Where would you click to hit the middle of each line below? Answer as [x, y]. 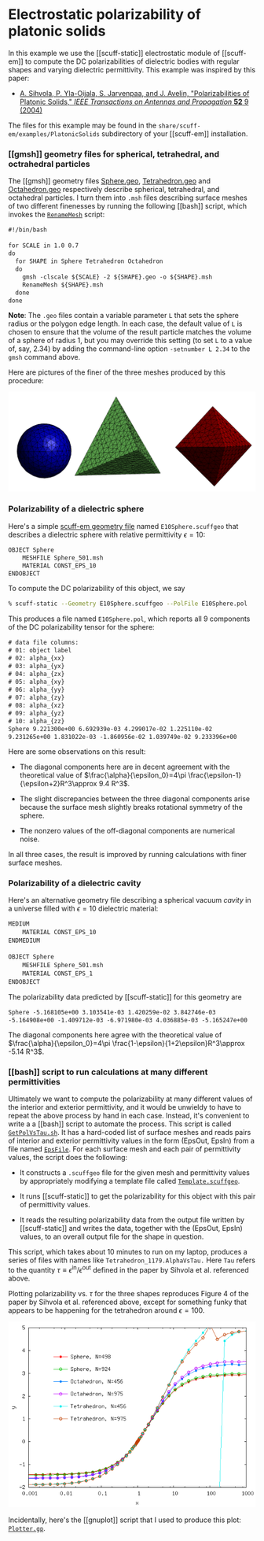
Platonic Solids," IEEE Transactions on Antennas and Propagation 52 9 [134, 102]
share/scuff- [180, 126]
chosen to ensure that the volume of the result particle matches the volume [130, 332]
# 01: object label [40, 650]
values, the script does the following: [68, 1158]
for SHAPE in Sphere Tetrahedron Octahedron [89, 261]
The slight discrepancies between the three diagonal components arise [134, 798]
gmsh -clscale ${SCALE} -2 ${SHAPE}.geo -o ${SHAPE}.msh [117, 277]
